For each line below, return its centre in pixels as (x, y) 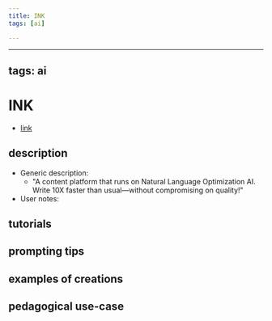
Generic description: (54, 173)
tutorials (30, 224)
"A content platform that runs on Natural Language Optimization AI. (144, 181)
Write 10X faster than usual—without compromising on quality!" (138, 190)
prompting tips (47, 251)
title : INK (27, 16)
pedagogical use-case (66, 307)
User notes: (39, 198)
